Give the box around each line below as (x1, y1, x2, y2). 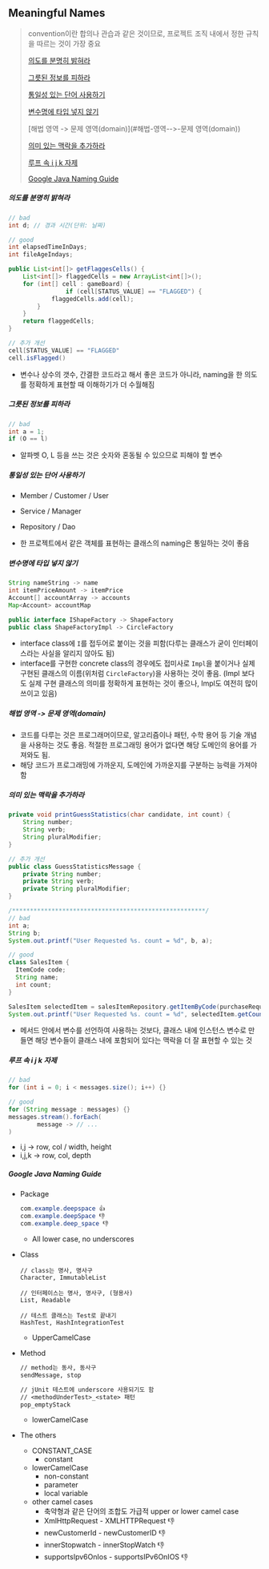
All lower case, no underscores (31, 1234, 134, 1244)
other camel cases (31, 1497, 94, 1507)
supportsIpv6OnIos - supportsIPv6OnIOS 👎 (43, 1552, 188, 1562)
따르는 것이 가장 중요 (36, 38, 102, 48)
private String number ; (22, 870, 102, 878)
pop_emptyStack (19, 1401, 71, 1409)
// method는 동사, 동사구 (19, 1364, 97, 1372)
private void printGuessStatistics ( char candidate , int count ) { (8, 811, 231, 819)
